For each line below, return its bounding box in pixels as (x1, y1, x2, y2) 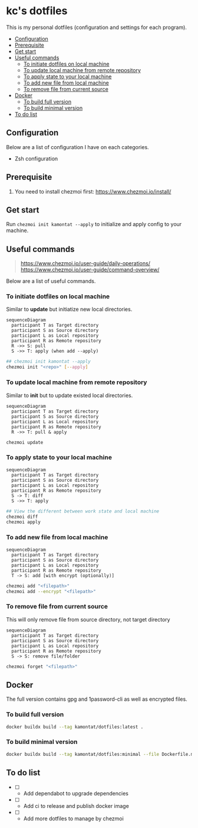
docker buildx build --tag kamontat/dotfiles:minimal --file (6, 751, 160, 757)
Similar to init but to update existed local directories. (6, 392, 133, 399)
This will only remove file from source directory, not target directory (6, 616, 170, 623)
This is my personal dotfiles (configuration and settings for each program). (6, 24, 187, 31)
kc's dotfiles (6, 4, 68, 18)
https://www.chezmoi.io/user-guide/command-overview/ (20, 266, 160, 273)
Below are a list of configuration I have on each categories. (6, 143, 149, 150)
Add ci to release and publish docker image (23, 802, 130, 809)
